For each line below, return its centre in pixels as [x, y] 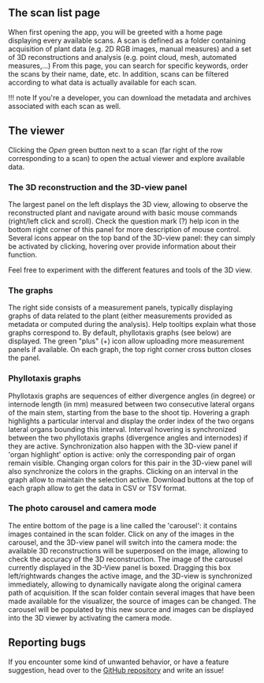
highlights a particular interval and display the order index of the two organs [131, 421]
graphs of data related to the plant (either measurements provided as [120, 316]
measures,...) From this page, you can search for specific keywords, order [128, 66]
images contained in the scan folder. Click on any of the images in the [121, 534]
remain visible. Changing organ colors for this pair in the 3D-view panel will [130, 463]
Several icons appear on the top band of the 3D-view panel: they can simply [132, 238]
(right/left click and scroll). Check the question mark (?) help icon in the [124, 221]
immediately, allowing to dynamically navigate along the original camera [125, 584]
